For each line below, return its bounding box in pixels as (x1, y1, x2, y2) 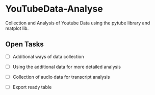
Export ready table (12, 84, 52, 90)
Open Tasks (5, 40, 44, 49)
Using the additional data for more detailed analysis (12, 64, 121, 70)
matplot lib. (5, 25, 29, 31)
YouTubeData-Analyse (5, 3, 103, 15)
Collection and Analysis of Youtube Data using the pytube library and (5, 20, 150, 26)
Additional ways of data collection (12, 53, 84, 59)
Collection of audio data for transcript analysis (12, 74, 110, 80)
